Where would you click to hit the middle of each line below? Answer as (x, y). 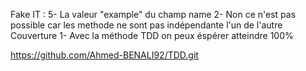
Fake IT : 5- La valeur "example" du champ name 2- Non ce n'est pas (153, 14)
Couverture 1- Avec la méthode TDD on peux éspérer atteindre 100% (152, 35)
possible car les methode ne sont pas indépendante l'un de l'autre (146, 25)
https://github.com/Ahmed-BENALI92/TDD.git (104, 55)
